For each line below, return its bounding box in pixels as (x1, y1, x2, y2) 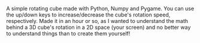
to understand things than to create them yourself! (6, 30, 131, 37)
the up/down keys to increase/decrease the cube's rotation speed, (6, 11, 171, 18)
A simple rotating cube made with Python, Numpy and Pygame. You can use (6, 5, 195, 12)
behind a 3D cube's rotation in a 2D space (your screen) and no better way (6, 24, 191, 31)
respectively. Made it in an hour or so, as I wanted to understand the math (6, 18, 189, 24)
